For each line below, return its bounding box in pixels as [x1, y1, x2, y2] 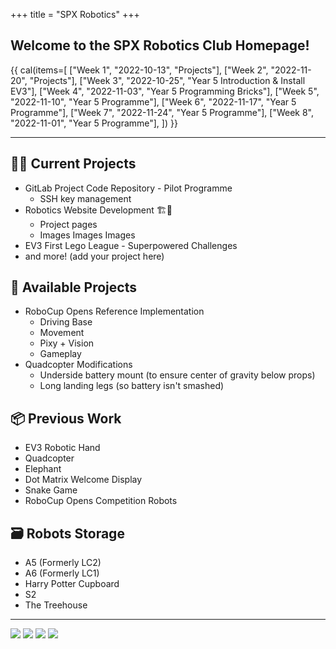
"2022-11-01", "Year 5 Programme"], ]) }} [10, 117, 178, 129]
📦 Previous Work [10, 410, 122, 427]
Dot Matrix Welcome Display [24, 474, 143, 486]
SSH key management [39, 192, 132, 204]
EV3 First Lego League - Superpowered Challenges [24, 239, 238, 251]
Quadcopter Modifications [24, 359, 133, 371]
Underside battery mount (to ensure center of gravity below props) [39, 369, 316, 381]
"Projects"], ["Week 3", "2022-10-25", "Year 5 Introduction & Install [29, 74, 306, 86]
